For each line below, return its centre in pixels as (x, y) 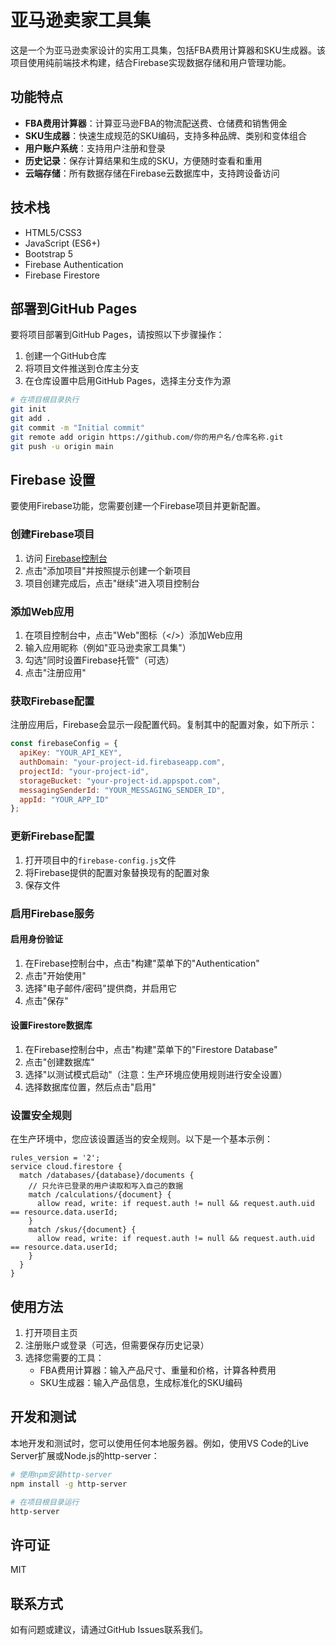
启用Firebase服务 (52, 913)
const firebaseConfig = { (64, 744)
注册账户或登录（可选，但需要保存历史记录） (117, 1345)
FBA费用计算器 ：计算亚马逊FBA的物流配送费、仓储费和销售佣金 (156, 123)
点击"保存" (46, 1000)
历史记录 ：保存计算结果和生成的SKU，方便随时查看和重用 (143, 160)
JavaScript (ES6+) (62, 243)
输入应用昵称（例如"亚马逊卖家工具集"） (108, 648)
